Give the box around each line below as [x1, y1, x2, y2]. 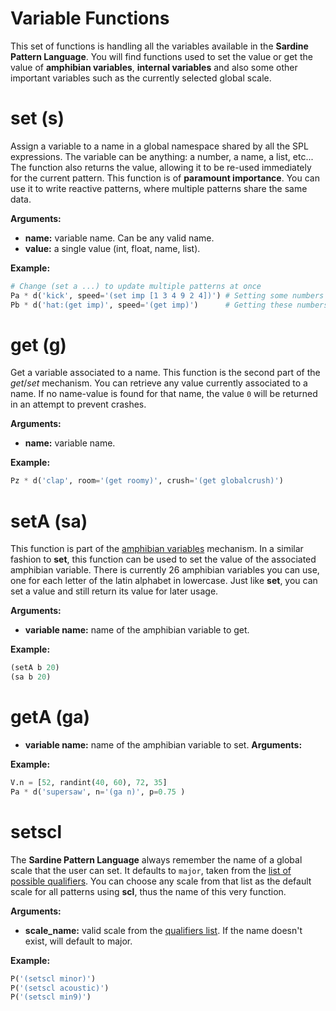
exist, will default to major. [24, 935, 133, 947]
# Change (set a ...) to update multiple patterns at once [10, 281, 262, 291]
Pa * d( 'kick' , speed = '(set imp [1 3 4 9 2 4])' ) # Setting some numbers [10, 290, 325, 301]
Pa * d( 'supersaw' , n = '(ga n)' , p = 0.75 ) [10, 787, 186, 797]
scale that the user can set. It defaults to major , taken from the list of [10, 864, 292, 876]
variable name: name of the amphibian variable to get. [24, 624, 250, 636]
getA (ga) [10, 706, 91, 729]
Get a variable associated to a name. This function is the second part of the [10, 367, 321, 379]
